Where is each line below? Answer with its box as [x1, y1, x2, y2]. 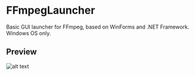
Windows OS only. [6, 29, 51, 36]
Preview [6, 47, 37, 57]
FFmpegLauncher [6, 4, 95, 17]
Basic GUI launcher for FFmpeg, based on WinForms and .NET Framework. [6, 23, 190, 30]
